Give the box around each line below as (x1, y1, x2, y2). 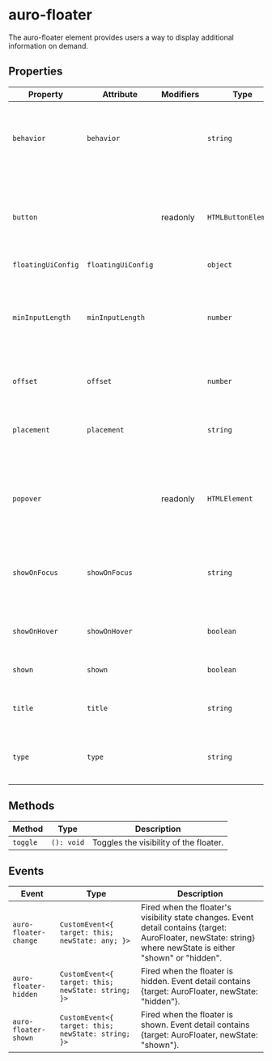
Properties (8, 65, 63, 79)
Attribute (102, 88, 138, 100)
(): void (51, 837, 85, 847)
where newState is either (140, 942, 236, 953)
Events (8, 864, 45, 878)
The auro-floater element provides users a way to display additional (8, 32, 235, 42)
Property (28, 88, 63, 100)
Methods (8, 799, 55, 813)
